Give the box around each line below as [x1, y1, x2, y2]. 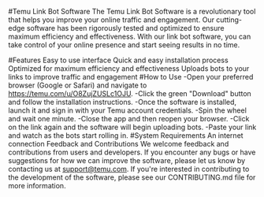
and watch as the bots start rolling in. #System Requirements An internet [8, 131, 244, 140]
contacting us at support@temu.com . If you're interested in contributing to [8, 165, 250, 173]
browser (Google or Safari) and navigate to [8, 80, 147, 90]
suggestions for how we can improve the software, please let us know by [8, 156, 246, 165]
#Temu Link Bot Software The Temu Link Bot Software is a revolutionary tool [8, 7, 256, 16]
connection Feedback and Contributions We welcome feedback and [8, 139, 229, 148]
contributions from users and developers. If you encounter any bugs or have [8, 147, 256, 157]
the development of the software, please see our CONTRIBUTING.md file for [8, 173, 256, 182]
